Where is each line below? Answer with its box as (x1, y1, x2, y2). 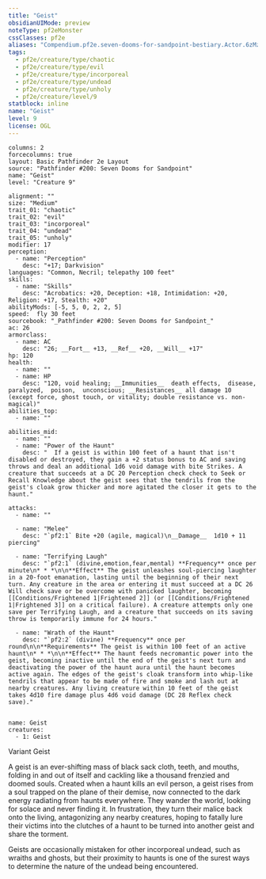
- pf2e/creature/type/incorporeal (15, 70, 129, 78)
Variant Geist (8, 746, 51, 756)
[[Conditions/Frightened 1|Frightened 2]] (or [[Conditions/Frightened (8, 594, 249, 602)
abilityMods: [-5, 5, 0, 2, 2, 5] (8, 303, 123, 311)
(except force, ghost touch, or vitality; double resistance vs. (8, 393, 228, 401)
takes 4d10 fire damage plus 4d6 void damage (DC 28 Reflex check (8, 691, 232, 699)
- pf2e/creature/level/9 (15, 93, 97, 101)
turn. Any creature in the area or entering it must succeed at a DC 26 (8, 580, 253, 588)
